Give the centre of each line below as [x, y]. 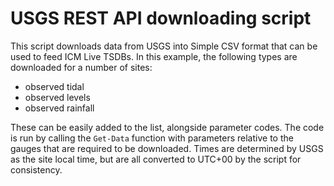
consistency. [36, 169]
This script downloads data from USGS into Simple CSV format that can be [164, 46]
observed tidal [54, 86]
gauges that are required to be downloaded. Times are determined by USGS [167, 148]
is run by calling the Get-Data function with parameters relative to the [152, 138]
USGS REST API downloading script [161, 18]
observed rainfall [59, 108]
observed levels [57, 97]
